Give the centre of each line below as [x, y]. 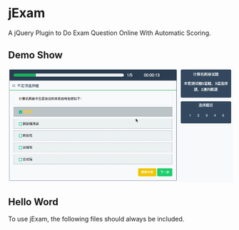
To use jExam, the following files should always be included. [96, 219]
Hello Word [34, 202]
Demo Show [35, 55]
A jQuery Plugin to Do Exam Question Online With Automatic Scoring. [110, 33]
